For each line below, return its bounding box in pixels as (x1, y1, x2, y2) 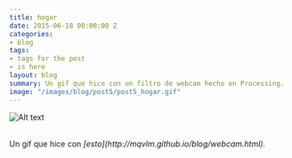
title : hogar (9, 12, 58, 22)
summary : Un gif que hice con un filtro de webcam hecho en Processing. (9, 79, 285, 88)
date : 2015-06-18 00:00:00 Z (9, 21, 118, 30)
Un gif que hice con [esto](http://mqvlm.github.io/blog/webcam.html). (9, 138, 265, 149)
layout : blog (9, 71, 58, 80)
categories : (9, 29, 53, 38)
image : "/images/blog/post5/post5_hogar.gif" (9, 87, 181, 96)
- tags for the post (9, 54, 86, 63)
